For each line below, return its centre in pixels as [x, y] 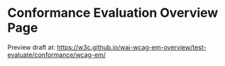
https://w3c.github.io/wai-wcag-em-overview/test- [132, 47]
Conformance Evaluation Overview [113, 13]
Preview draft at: [31, 47]
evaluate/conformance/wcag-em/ [57, 55]
